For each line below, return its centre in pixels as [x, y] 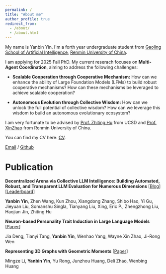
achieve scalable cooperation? [44, 93]
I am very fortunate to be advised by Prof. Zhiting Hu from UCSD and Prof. [81, 123]
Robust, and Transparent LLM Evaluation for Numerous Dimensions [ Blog [82, 186]
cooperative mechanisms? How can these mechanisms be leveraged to [85, 87]
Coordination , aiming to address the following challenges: [79, 67]
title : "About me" [24, 14]
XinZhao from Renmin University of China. [48, 128]
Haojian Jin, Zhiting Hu [29, 211]
